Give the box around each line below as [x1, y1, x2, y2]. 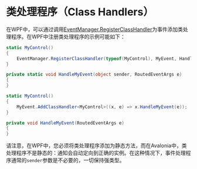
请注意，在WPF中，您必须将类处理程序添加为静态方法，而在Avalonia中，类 [6, 142, 187, 149]
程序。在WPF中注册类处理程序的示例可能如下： [11, 33, 125, 40]
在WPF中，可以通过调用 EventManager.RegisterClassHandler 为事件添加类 [6, 26, 184, 33]
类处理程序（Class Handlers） [6, 5, 154, 19]
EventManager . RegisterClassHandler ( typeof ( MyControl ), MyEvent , [16, 56, 177, 61]
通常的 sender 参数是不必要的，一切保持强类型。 [11, 157, 125, 164]
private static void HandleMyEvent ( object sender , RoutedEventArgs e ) [6, 71, 182, 78]
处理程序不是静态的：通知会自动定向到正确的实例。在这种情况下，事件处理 [6, 150, 186, 157]
